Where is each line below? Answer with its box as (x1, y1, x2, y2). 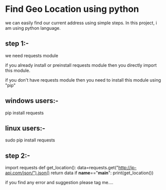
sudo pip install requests (5, 137, 55, 143)
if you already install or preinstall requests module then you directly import (5, 62, 157, 68)
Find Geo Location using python (5, 3, 139, 15)
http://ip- (118, 165, 137, 171)
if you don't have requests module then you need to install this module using (5, 77, 161, 83)
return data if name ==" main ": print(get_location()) (51, 170, 154, 176)
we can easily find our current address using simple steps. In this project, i (5, 20, 157, 26)
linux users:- (5, 124, 46, 132)
